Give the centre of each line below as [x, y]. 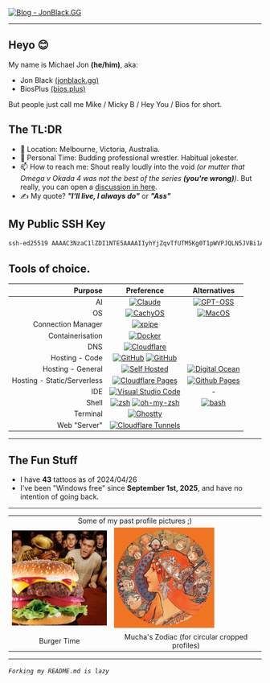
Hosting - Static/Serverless [57, 380]
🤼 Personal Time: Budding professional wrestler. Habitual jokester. [129, 158]
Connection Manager [67, 324]
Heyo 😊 [29, 45]
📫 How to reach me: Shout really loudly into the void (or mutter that [132, 167]
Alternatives [214, 290]
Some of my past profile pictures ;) [135, 521]
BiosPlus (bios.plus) [53, 88]
